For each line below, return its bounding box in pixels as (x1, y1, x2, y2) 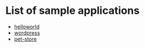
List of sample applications (5, 4, 140, 17)
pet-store (14, 35, 37, 42)
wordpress (14, 29, 41, 36)
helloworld (14, 23, 40, 30)
